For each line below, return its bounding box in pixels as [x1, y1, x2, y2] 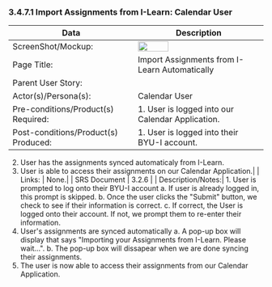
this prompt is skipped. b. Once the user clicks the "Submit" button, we [19, 192, 257, 202]
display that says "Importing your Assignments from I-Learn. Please [19, 235, 247, 245]
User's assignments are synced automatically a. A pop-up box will [19, 226, 241, 236]
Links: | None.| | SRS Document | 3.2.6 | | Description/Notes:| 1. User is [19, 175, 257, 184]
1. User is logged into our [137, 103, 235, 115]
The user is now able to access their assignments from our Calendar [19, 261, 249, 271]
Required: [12, 114, 49, 125]
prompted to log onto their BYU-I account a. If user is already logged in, [19, 184, 260, 193]
